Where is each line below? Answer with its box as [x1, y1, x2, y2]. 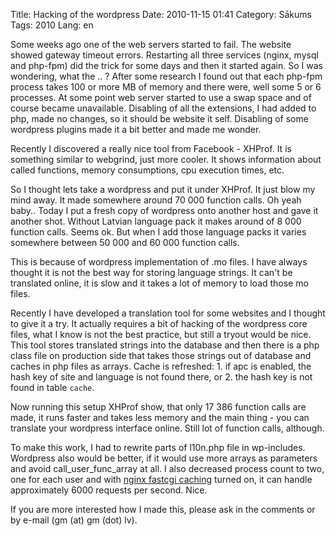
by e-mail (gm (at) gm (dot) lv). [10, 514, 138, 526]
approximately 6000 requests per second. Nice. [10, 484, 208, 496]
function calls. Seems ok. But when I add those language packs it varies [10, 226, 307, 238]
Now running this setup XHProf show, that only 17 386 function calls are [10, 401, 307, 413]
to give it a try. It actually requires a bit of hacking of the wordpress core [10, 318, 308, 329]
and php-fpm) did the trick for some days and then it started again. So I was [10, 60, 323, 71]
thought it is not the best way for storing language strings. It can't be [10, 267, 293, 278]
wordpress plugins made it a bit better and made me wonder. [10, 124, 262, 135]
